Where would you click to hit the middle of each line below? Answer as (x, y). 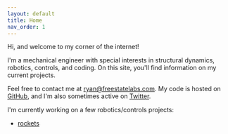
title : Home (25, 20)
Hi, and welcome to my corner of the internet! (73, 47)
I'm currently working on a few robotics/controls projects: (91, 110)
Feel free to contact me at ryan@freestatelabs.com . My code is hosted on (114, 89)
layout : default (31, 14)
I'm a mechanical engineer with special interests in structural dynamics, (111, 60)
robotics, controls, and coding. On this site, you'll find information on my (112, 68)
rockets (28, 123)
